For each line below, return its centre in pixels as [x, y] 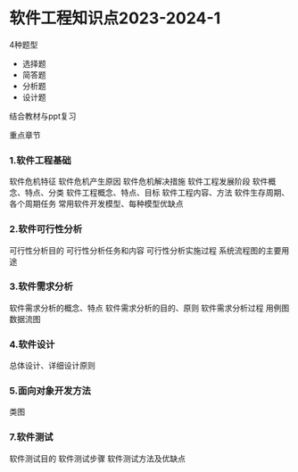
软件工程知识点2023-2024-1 [115, 18]
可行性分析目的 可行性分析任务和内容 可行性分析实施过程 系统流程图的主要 [145, 250]
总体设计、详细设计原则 [52, 366]
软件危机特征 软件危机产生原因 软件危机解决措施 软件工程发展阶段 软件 [139, 182]
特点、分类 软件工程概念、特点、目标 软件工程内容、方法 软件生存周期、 [157, 193]
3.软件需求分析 [41, 286]
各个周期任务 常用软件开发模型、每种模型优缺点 [96, 204]
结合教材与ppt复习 [43, 116]
